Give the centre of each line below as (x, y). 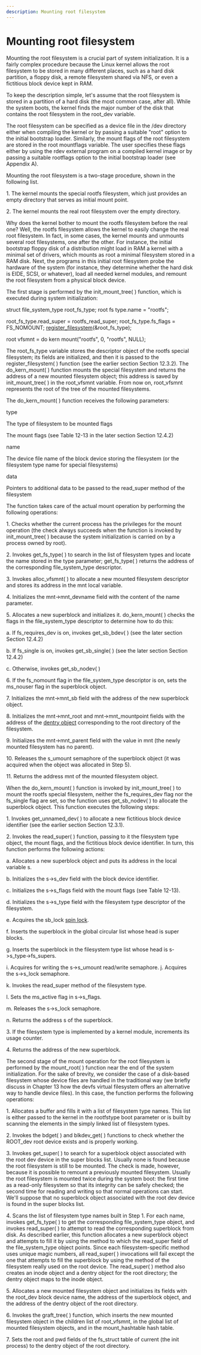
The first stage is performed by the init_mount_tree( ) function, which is (94, 291)
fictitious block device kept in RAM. (50, 83)
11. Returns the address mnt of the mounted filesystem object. (82, 776)
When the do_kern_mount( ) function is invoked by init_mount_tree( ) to (94, 788)
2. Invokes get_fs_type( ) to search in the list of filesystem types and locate (98, 555)
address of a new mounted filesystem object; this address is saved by (92, 376)
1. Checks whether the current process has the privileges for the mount (94, 523)
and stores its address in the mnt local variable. (64, 585)
